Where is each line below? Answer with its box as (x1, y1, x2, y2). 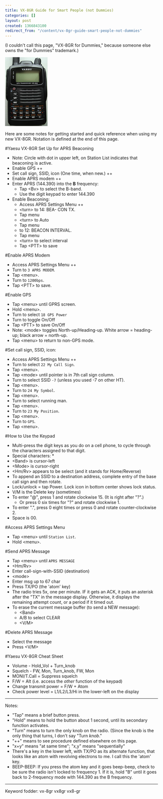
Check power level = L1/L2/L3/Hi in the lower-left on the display (12, 689, 139, 695)
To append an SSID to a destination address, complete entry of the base (12, 474, 157, 480)
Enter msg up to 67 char (12, 578, 61, 584)
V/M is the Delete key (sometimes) (12, 489, 81, 495)
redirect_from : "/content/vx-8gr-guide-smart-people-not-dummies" (5, 28, 142, 34)
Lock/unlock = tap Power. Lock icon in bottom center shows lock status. (12, 484, 157, 490)
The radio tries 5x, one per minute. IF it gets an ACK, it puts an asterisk (12, 589, 154, 595)
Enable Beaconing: (12, 196, 50, 202)
